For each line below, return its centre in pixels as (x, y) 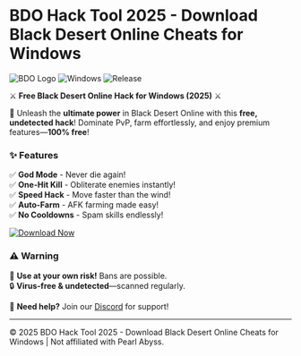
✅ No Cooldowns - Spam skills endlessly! (86, 215)
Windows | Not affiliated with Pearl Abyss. (86, 342)
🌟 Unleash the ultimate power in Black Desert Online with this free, (133, 113)
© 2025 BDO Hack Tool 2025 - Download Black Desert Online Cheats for (144, 332)
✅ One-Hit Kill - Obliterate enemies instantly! (93, 185)
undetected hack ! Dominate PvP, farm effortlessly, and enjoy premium (140, 123)
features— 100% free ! (49, 131)
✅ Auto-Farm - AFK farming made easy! (84, 205)
